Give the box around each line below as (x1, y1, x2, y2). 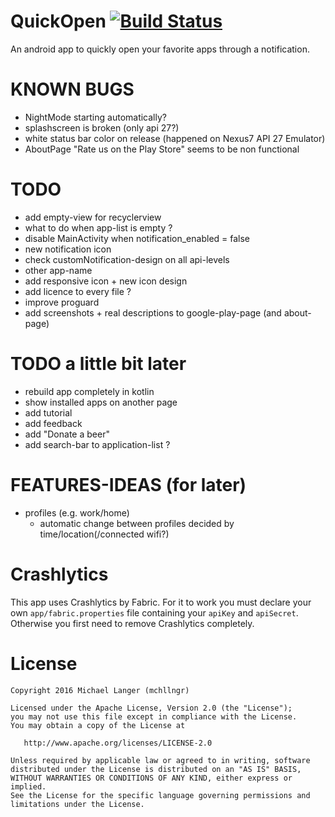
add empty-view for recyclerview (24, 211, 162, 223)
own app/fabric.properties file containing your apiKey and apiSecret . (10, 606, 299, 619)
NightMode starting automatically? (24, 111, 167, 123)
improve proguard (24, 296, 100, 308)
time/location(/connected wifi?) (39, 528, 170, 540)
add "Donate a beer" (24, 428, 110, 440)
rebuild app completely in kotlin (24, 385, 155, 397)
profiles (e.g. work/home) (24, 506, 130, 519)
